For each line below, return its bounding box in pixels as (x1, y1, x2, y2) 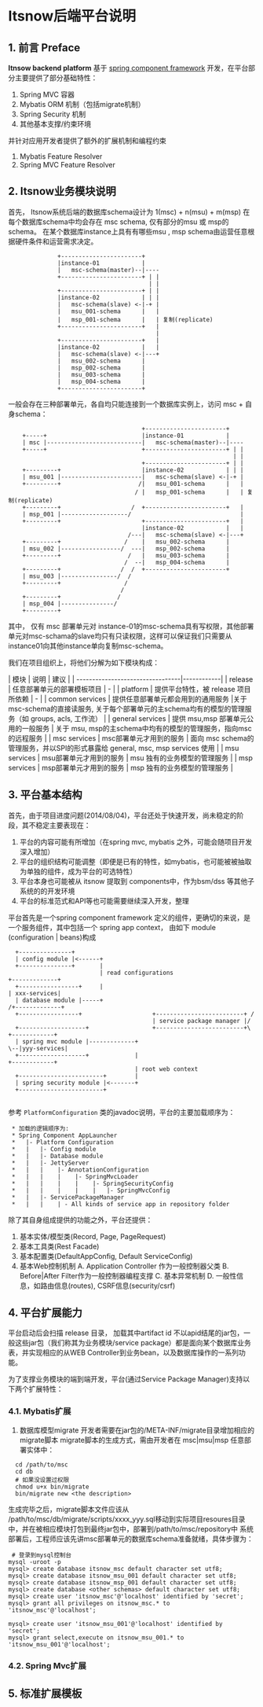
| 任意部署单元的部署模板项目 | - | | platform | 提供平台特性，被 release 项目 (8, 684, 251, 693)
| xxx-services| (8, 989, 61, 997)
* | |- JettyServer (11, 1159, 89, 1167)
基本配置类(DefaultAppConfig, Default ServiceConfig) (19, 1251, 193, 1260)
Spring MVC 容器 (19, 90, 75, 99)
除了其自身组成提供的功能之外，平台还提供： (8, 1215, 153, 1224)
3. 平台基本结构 (8, 788, 82, 802)
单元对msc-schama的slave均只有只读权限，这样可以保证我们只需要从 (8, 631, 232, 641)
